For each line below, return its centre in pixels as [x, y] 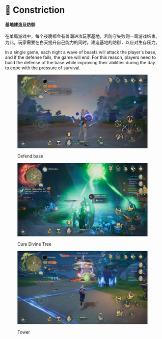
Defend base [30, 156]
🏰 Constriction [35, 10]
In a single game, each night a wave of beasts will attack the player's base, [81, 52]
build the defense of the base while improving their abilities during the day [80, 63]
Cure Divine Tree [34, 244]
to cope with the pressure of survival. [43, 68]
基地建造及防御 [20, 25]
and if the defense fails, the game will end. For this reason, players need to [81, 57]
